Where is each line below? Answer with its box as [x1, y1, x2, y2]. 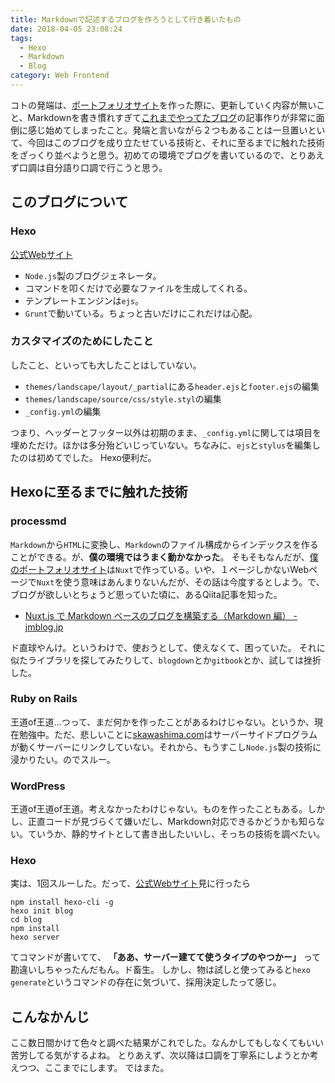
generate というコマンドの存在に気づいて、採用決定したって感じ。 [10, 976, 282, 988]
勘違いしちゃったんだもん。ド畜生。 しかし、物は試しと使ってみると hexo [10, 964, 311, 976]
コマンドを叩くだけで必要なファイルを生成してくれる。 [24, 282, 253, 294]
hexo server [10, 932, 60, 943]
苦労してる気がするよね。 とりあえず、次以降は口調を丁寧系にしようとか [10, 1049, 310, 1061]
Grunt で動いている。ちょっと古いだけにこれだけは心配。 [24, 307, 258, 319]
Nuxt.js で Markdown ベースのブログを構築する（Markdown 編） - [24, 609, 298, 621]
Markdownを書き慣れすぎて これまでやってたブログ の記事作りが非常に [27, 111, 317, 123]
